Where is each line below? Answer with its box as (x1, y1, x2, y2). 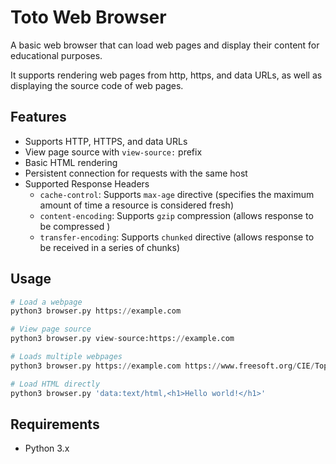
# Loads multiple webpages (10, 352, 123, 362)
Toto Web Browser (10, 6, 167, 29)
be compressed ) (39, 220, 111, 232)
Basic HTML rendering (24, 156, 118, 168)
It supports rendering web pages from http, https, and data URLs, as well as (10, 69, 323, 81)
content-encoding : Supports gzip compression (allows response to (39, 209, 314, 221)
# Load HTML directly (10, 379, 101, 389)
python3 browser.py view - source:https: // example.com (10, 334, 235, 344)
